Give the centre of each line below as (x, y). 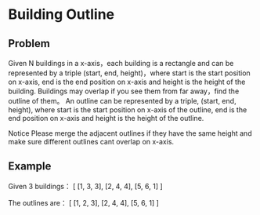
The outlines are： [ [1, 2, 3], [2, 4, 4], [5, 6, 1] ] (83, 202)
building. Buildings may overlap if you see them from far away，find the (124, 91)
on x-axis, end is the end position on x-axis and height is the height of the (127, 82)
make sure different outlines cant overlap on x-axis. (91, 142)
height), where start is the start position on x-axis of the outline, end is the (128, 110)
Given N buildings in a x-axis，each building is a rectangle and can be (121, 63)
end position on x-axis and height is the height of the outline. (106, 118)
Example (30, 166)
